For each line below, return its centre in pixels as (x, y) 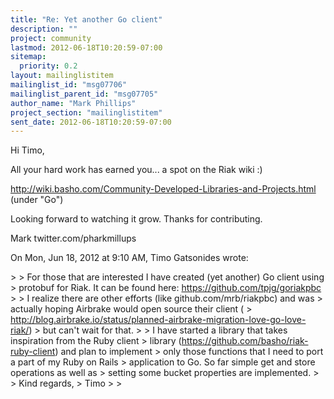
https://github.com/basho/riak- (245, 341)
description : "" (44, 29)
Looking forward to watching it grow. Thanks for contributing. (136, 219)
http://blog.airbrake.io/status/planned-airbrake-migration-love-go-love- (158, 320)
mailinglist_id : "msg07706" (69, 85)
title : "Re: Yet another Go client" (86, 19)
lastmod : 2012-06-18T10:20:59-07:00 (86, 47)
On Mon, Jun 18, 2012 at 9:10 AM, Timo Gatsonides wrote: (129, 258)
